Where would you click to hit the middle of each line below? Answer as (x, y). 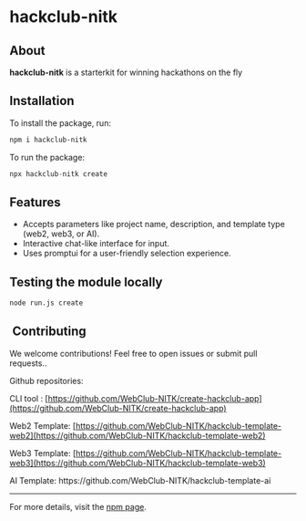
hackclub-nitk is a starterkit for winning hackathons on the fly (126, 72)
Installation (42, 101)
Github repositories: (46, 380)
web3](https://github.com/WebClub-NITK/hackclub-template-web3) (138, 463)
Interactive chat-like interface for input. (96, 244)
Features (35, 202)
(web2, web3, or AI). (61, 234)
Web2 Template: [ (43, 425)
